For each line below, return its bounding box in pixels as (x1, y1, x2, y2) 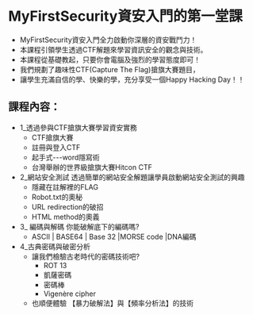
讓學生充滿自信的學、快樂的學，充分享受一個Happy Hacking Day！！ (19, 75, 245, 84)
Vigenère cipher (43, 289, 97, 298)
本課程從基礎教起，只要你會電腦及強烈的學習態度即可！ (19, 55, 201, 64)
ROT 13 (43, 260, 67, 270)
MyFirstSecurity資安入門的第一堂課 (8, 7, 243, 25)
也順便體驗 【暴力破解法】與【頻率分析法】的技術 (31, 298, 194, 308)
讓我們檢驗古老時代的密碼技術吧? (31, 252, 140, 261)
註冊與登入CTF (31, 142, 81, 152)
